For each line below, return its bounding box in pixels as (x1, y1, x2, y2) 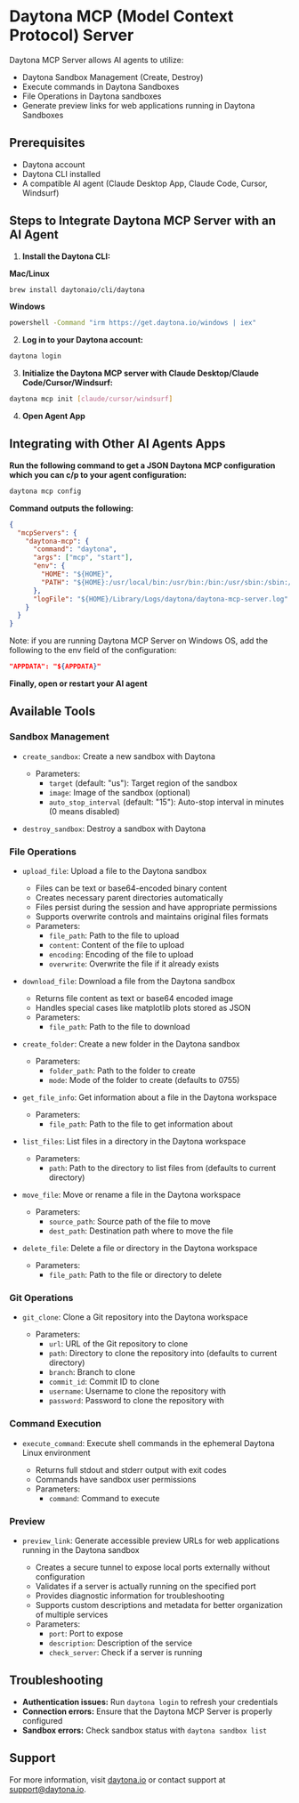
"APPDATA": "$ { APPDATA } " (9, 662, 101, 671)
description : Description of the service (48, 1637, 193, 1648)
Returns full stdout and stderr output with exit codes (35, 1464, 227, 1475)
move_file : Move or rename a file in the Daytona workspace (21, 1189, 242, 1200)
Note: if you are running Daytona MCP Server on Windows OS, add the (9, 635, 269, 646)
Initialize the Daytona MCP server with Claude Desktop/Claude (21, 368, 260, 379)
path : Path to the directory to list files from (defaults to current (48, 1162, 277, 1173)
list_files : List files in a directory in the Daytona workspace (21, 1136, 246, 1146)
